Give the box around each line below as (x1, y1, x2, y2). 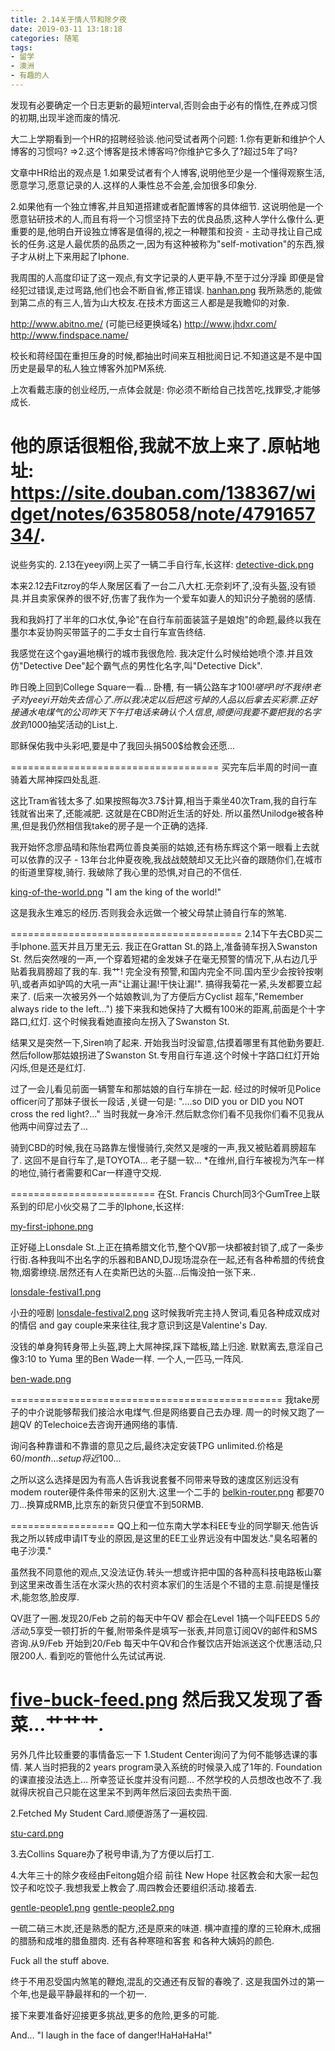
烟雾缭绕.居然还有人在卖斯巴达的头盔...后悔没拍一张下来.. (21, 1266, 257, 1278)
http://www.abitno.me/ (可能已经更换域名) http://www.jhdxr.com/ (10, 317, 277, 330)
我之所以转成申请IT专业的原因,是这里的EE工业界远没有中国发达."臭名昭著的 (10, 1532, 318, 1544)
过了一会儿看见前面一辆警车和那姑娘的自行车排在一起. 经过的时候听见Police (10, 1082, 322, 1095)
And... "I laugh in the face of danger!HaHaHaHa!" (10, 2029, 213, 2041)
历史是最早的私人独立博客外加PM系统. (10, 362, 167, 374)
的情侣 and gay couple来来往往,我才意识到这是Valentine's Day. (10, 1319, 268, 1331)
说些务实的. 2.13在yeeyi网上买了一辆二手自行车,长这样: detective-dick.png (10, 558, 315, 570)
